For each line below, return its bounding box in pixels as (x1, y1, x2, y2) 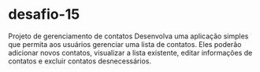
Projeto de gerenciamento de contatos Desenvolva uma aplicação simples (8, 31, 249, 41)
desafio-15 (8, 5, 80, 23)
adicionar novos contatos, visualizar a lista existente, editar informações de (8, 48, 253, 57)
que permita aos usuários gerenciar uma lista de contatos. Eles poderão (8, 39, 242, 49)
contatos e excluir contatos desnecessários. (8, 56, 152, 66)
